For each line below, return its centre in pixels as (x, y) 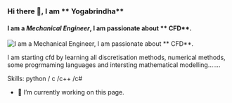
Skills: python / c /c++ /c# (45, 79)
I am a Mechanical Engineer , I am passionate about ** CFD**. (99, 28)
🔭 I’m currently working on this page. (71, 92)
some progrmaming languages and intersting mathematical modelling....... (114, 65)
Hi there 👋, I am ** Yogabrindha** (66, 11)
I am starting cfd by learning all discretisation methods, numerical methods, (117, 57)
